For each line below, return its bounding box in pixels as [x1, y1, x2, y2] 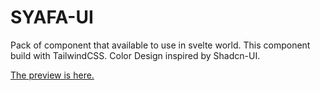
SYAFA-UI [10, 6, 94, 29]
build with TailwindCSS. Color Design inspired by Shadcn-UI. [10, 49, 261, 61]
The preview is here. [10, 69, 95, 81]
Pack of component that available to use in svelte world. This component [10, 39, 311, 51]
